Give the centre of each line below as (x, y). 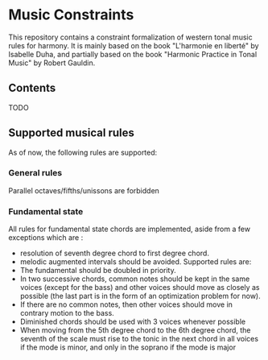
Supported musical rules (72, 133)
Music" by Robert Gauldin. (52, 63)
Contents (32, 88)
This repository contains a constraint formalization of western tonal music (130, 37)
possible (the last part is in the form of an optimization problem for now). (140, 296)
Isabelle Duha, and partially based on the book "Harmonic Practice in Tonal (133, 54)
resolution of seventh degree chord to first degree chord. (114, 253)
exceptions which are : (46, 238)
